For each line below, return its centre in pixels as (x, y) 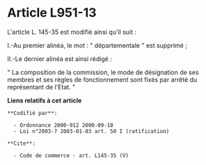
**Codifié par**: (32, 113)
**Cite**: (22, 144)
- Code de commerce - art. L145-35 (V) (71, 155)
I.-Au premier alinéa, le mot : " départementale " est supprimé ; (97, 45)
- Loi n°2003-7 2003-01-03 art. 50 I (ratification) (92, 131)
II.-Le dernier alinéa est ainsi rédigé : (60, 59)
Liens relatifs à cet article (45, 100)
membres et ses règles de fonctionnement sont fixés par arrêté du (102, 79)
